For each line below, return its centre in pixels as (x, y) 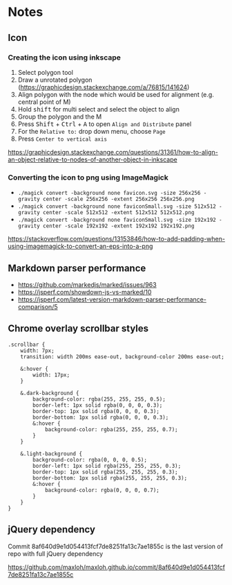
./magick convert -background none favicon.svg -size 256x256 (109, 193)
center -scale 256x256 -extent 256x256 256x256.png (119, 199)
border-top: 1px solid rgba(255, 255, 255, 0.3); (105, 472)
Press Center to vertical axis (62, 139)
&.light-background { (51, 454)
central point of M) (44, 102)
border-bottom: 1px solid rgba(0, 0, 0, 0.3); (101, 417)
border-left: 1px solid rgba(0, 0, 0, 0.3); (98, 405)
